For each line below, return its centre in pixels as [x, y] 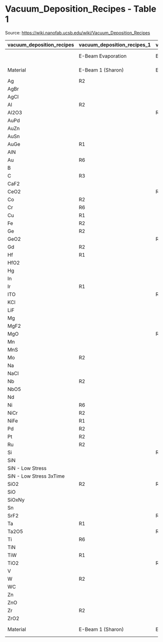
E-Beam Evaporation [103, 56]
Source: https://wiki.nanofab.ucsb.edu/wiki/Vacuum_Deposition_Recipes [78, 33]
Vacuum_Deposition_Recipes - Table [81, 9]
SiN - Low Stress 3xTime [36, 476]
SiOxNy [16, 499]
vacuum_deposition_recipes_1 [115, 45]
